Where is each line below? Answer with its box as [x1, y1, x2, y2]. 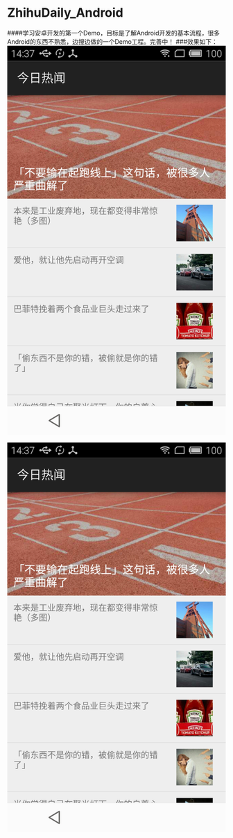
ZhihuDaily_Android [7, 5, 123, 21]
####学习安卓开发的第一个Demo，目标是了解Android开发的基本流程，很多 [7, 29, 221, 37]
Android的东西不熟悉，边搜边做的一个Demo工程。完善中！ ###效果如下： [7, 37, 218, 46]
